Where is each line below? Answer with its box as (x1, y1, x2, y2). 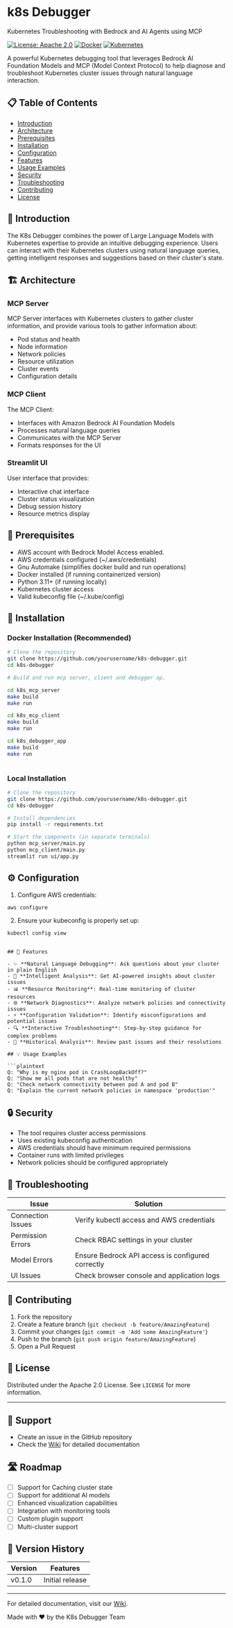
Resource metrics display (17, 509, 90, 518)
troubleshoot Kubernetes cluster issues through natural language (7, 69, 193, 77)
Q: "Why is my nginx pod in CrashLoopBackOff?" (7, 1069, 148, 1076)
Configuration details (17, 372, 78, 380)
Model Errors (10, 1255, 53, 1264)
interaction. (7, 76, 40, 84)
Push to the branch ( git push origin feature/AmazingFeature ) (17, 1334, 196, 1343)
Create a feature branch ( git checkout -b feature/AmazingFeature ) (17, 1320, 210, 1328)
